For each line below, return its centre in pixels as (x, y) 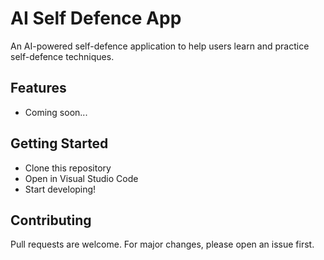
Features (38, 88)
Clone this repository (68, 168)
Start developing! (60, 189)
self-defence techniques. (62, 56)
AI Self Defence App (96, 18)
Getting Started (59, 143)
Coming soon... (56, 112)
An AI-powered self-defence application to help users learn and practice (160, 46)
